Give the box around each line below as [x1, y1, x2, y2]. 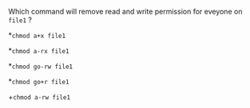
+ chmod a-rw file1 [8, 92, 70, 102]
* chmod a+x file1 [8, 31, 66, 40]
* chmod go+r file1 [8, 77, 69, 86]
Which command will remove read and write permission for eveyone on [8, 7, 243, 16]
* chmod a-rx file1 [8, 46, 69, 55]
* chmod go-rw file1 [8, 61, 73, 71]
